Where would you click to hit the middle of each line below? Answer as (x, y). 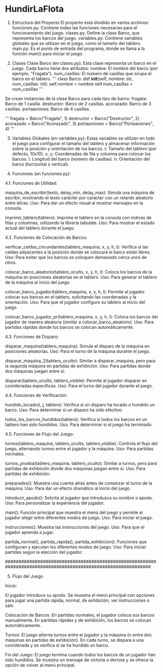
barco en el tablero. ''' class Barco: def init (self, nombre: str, (72, 79)
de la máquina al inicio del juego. (38, 282)
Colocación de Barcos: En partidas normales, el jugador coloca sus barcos (80, 615)
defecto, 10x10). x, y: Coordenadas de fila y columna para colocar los (81, 154)
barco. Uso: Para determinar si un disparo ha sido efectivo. (64, 410)
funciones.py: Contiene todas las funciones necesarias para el (75, 27)
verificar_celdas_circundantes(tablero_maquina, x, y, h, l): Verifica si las (77, 247)
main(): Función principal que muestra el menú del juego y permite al (74, 512)
